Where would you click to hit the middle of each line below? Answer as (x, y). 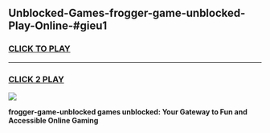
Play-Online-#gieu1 (58, 26)
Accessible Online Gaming (53, 120)
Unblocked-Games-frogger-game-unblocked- (127, 13)
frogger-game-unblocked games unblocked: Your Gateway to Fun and (128, 111)
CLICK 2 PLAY (36, 79)
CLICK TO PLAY (39, 49)
